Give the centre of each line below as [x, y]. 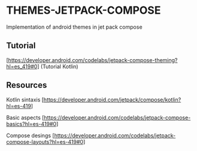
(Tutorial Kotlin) [60, 66]
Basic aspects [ [25, 118]
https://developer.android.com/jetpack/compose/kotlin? [112, 100]
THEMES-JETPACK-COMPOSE [84, 10]
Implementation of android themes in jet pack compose [74, 27]
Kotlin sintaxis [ [25, 100]
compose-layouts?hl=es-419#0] [46, 141]
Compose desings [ [31, 135]
